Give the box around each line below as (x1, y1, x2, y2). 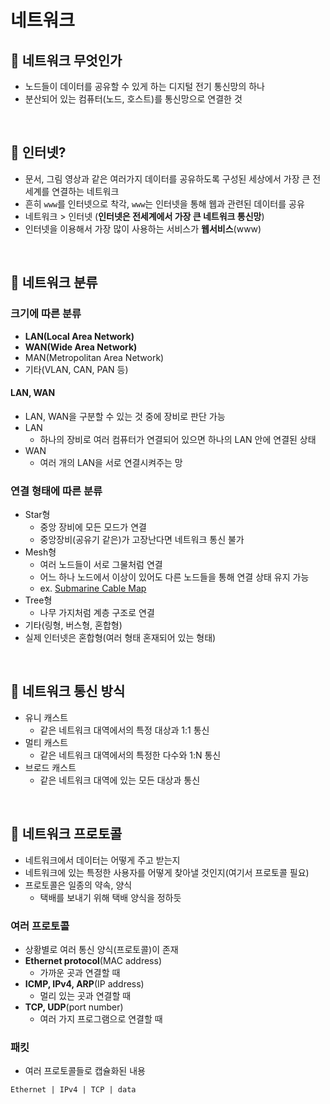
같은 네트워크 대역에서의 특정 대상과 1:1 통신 (39, 724, 210, 736)
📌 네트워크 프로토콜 (10, 826, 123, 843)
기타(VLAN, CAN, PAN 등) (24, 363, 129, 375)
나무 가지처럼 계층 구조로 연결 (39, 607, 155, 618)
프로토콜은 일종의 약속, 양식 (24, 879, 133, 891)
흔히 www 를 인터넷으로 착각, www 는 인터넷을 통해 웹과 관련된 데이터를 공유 (24, 197, 305, 210)
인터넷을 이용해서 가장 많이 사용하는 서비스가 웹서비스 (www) (24, 222, 262, 235)
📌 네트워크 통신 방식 (10, 683, 126, 700)
